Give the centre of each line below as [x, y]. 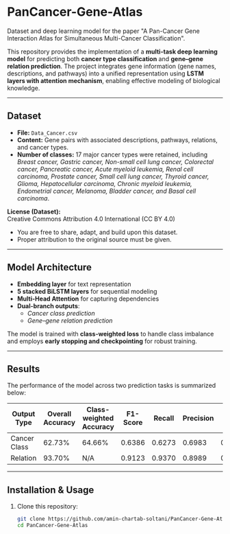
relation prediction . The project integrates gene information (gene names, [112, 66]
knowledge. [24, 88]
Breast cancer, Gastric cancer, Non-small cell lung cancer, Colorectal [115, 161]
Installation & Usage [51, 490]
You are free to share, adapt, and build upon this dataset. [97, 232]
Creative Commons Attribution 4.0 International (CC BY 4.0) [91, 219]
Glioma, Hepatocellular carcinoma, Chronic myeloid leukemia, [105, 183]
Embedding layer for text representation [74, 284]
